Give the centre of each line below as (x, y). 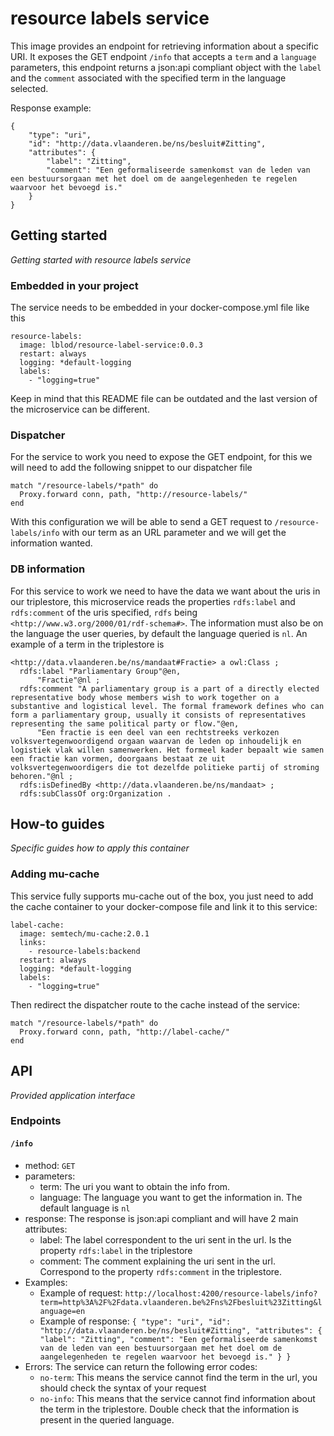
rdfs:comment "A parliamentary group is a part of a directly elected (169, 688)
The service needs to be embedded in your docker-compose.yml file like (160, 308)
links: (33, 942)
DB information (48, 569)
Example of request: (81, 1293)
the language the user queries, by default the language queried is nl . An (159, 633)
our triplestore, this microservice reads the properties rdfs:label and (153, 601)
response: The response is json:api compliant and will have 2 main (161, 1218)
